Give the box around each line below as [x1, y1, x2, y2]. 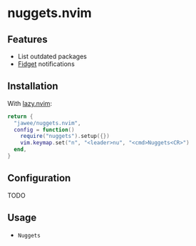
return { [7, 112, 33, 120]
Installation [7, 80, 58, 92]
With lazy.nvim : [7, 99, 52, 107]
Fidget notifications [17, 60, 75, 68]
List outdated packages [17, 52, 87, 60]
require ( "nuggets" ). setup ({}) [20, 133, 110, 140]
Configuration [7, 172, 71, 184]
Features [7, 33, 48, 46]
